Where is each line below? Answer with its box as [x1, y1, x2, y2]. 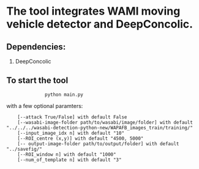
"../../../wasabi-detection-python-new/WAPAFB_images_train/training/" [6, 124, 193, 131]
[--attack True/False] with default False [17, 114, 127, 120]
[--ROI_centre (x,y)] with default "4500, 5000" [17, 135, 144, 142]
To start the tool [6, 75, 69, 86]
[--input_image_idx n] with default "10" [17, 130, 124, 136]
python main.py [45, 92, 84, 98]
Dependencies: [6, 41, 66, 52]
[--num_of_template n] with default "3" [17, 157, 122, 163]
